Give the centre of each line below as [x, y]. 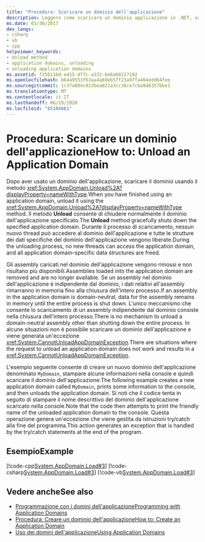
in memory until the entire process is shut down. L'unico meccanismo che [99, 303]
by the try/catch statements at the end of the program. [75, 432]
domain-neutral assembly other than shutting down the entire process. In [98, 323]
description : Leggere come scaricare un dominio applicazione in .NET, [99, 18]
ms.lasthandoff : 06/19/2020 [42, 103]
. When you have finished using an [129, 194]
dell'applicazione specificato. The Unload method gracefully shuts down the [102, 220]
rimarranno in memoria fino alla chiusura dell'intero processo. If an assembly [102, 291]
